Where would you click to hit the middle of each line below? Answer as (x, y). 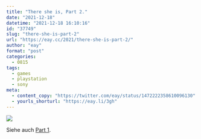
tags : (13, 68)
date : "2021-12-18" (31, 17)
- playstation (29, 79)
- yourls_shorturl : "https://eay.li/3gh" (65, 101)
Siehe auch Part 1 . (29, 129)
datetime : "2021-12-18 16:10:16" (48, 23)
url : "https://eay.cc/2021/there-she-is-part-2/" (70, 40)
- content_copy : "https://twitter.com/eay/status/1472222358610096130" (104, 96)
